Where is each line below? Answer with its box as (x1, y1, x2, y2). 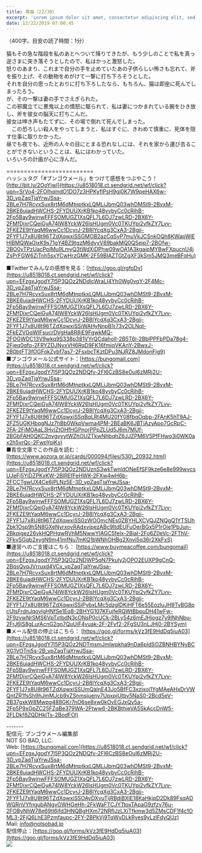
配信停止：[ (6, 827, 35, 835)
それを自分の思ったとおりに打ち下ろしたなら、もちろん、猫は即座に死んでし (6, 80, 197, 87)
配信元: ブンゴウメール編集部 (6, 730, 78, 737)
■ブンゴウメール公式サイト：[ (6, 355, 82, 362)
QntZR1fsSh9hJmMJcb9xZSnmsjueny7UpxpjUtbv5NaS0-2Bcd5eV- (6, 692, 174, 699)
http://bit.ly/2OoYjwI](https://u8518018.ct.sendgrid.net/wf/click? (8, 181, 167, 189)
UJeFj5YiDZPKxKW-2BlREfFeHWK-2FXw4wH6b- (6, 472, 128, 479)
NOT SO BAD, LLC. (6, 737, 53, 744)
